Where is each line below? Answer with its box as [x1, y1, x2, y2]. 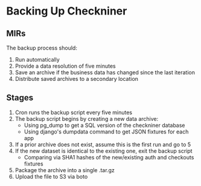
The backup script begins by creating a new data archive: [14, 115, 159, 122]
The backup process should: [6, 44, 77, 51]
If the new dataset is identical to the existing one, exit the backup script [14, 147, 193, 155]
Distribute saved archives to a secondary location [14, 75, 139, 82]
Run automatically [14, 56, 60, 63]
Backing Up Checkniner [6, 4, 127, 18]
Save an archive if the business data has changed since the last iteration [14, 69, 195, 76]
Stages [6, 92, 34, 103]
